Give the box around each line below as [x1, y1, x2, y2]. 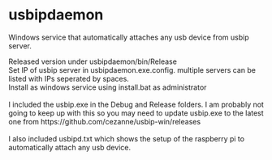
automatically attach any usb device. [8, 142, 132, 152]
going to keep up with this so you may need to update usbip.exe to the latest [8, 107, 264, 118]
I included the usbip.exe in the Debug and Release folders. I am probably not [8, 99, 264, 109]
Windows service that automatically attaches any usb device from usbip [8, 32, 249, 42]
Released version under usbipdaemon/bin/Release [8, 57, 177, 66]
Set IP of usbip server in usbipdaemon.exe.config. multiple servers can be [8, 65, 256, 74]
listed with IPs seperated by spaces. [8, 74, 130, 83]
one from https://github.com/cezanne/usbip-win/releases [8, 116, 201, 126]
